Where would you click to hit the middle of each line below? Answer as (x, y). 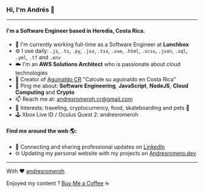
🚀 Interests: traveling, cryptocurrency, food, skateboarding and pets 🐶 (102, 107)
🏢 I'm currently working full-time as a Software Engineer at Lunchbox (102, 44)
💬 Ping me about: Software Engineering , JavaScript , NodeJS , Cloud (102, 86)
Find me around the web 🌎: (42, 131)
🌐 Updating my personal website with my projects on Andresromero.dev (105, 153)
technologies (31, 73)
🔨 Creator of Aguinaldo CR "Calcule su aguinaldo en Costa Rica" (96, 79)
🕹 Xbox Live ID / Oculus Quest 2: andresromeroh (76, 114)
